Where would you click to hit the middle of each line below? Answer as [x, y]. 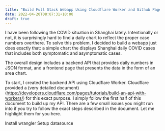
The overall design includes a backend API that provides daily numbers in [79, 63]
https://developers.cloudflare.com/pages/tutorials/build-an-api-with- [76, 93]
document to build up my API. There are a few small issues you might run [79, 104]
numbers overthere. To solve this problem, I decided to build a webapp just [81, 43]
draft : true [17, 19]
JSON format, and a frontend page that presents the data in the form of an [80, 68]
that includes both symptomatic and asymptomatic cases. [63, 53]
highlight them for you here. [33, 114]
